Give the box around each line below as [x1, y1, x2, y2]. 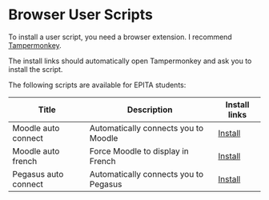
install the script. [8, 64, 63, 74]
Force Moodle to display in [89, 146, 190, 157]
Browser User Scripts [8, 6, 154, 24]
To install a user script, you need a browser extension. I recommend [8, 32, 232, 42]
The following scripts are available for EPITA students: [8, 80, 187, 90]
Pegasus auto [12, 168, 64, 179]
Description [126, 104, 173, 115]
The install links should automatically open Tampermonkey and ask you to [8, 56, 252, 66]
